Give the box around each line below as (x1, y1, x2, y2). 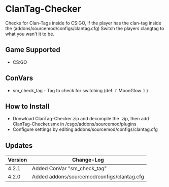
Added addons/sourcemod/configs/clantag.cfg (32, 173, 145, 180)
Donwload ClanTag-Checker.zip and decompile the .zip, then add (12, 116, 149, 122)
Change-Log (72, 156, 104, 164)
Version (8, 156, 27, 164)
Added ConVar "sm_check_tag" (32, 165, 107, 172)
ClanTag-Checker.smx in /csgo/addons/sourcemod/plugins (12, 121, 137, 127)
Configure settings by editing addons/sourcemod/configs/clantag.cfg (12, 126, 158, 132)
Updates (5, 141, 33, 150)
